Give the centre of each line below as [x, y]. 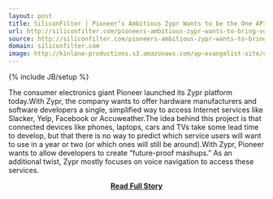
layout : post [30, 16]
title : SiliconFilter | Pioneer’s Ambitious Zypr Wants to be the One [130, 24]
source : [22, 39]
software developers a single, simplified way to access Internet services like [136, 110]
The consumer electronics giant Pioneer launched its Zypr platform [121, 93]
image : [19, 54]
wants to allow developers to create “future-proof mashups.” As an [121, 153]
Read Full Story [136, 186]
